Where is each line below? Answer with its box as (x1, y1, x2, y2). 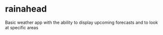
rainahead (5, 3, 47, 15)
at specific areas (5, 24, 38, 30)
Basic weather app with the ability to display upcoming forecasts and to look (5, 19, 158, 25)
